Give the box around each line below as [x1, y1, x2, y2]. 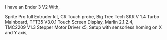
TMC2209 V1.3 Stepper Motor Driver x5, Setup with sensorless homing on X [5, 24, 162, 30]
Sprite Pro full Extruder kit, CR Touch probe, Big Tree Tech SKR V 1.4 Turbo [5, 14, 160, 19]
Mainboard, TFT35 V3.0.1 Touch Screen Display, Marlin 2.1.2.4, [5, 19, 134, 25]
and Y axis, [5, 30, 28, 35]
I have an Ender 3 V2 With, [5, 4, 60, 10]
